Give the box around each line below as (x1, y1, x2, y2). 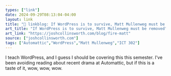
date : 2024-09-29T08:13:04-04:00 (5, 12, 76, 17)
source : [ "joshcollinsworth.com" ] (5, 36, 79, 41)
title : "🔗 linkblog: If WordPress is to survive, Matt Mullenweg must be (5, 21, 165, 27)
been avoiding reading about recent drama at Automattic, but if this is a (5, 59, 155, 66)
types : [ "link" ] (5, 7, 40, 13)
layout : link (5, 17, 33, 22)
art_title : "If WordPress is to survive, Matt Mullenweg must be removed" (5, 26, 167, 31)
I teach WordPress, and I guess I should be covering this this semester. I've (5, 54, 163, 60)
